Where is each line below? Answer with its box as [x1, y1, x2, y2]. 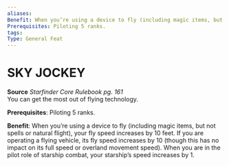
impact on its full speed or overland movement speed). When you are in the [7, 143, 221, 152]
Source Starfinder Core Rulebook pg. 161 [7, 88, 124, 96]
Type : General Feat [7, 36, 63, 43]
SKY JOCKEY [7, 65, 86, 81]
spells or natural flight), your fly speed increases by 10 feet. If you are [7, 129, 204, 137]
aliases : [7, 10, 32, 17]
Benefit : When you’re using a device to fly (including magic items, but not [7, 121, 216, 130]
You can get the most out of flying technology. [7, 95, 139, 104]
